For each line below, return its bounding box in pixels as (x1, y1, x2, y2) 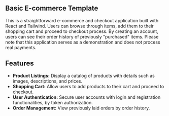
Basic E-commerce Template (5, 4, 98, 13)
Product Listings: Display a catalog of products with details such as (12, 72, 155, 79)
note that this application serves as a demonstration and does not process (5, 39, 161, 45)
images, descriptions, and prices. (12, 78, 83, 84)
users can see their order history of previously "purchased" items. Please (5, 33, 159, 40)
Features (5, 59, 34, 68)
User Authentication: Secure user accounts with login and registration (12, 94, 161, 100)
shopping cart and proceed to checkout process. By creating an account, (5, 28, 158, 34)
